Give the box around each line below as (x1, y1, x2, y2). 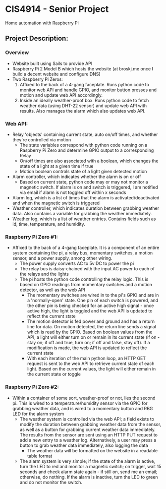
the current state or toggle (27, 371, 81, 377)
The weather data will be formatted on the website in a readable (27, 447, 158, 453)
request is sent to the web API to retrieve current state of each (27, 361, 155, 367)
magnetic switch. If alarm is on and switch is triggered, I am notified (19, 184, 158, 190)
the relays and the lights (19, 271, 69, 277)
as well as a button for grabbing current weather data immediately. (19, 427, 156, 432)
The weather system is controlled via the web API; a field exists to (19, 416, 155, 422)
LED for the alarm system (12, 411, 64, 417)
